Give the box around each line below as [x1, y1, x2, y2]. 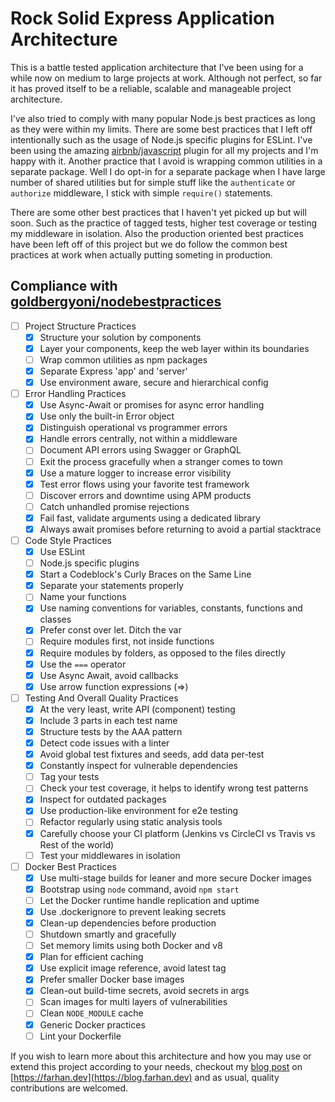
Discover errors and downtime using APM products [39, 489, 252, 501]
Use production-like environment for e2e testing [39, 805, 239, 817]
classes [39, 613, 72, 626]
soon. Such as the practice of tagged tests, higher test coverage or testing [10, 217, 318, 229]
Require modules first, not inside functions [39, 635, 215, 647]
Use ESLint [39, 546, 86, 557]
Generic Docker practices [39, 1018, 146, 1031]
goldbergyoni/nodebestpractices [10, 293, 222, 311]
